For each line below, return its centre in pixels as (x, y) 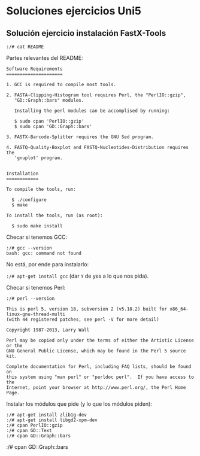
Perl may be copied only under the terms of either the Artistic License (100, 341)
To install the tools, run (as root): (54, 215)
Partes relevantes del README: (45, 58)
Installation (22, 174)
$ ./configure (29, 200)
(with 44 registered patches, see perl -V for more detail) (83, 320)
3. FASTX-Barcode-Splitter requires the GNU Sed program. (80, 137)
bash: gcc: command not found (44, 253)
